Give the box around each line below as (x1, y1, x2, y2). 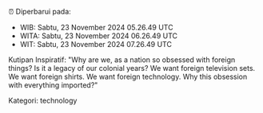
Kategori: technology (8, 95, 78, 105)
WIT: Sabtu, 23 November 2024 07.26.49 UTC (19, 40, 172, 49)
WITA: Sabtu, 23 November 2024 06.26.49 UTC (19, 31, 178, 41)
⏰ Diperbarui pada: (8, 7, 72, 16)
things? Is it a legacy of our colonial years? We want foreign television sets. (8, 64, 256, 72)
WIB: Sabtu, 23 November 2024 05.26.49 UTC (19, 23, 173, 32)
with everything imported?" (8, 80, 98, 90)
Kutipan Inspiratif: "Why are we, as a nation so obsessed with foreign (8, 55, 236, 64)
